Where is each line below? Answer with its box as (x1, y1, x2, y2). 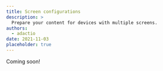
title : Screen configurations (6, 8, 81, 15)
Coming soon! (6, 57, 40, 65)
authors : (6, 25, 28, 31)
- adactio (11, 31, 36, 37)
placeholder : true (6, 42, 52, 48)
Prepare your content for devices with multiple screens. (11, 20, 158, 25)
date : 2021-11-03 (6, 36, 49, 42)
